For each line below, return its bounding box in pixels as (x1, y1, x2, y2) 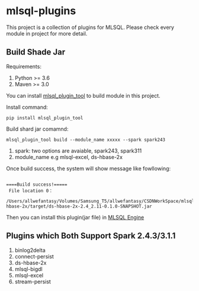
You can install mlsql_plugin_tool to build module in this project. (6, 92, 161, 99)
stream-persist (14, 278, 52, 285)
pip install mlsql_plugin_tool (6, 115, 84, 121)
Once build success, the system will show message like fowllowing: (6, 164, 171, 172)
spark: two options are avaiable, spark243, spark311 (14, 147, 142, 154)
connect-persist (14, 253, 54, 260)
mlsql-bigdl (14, 265, 43, 273)
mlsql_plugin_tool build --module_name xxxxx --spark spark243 (6, 137, 166, 143)
